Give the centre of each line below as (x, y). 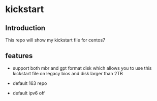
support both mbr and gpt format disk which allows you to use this (82, 68)
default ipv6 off (29, 93)
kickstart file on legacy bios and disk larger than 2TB (68, 73)
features (19, 56)
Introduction (25, 28)
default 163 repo (30, 83)
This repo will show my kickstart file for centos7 (55, 40)
